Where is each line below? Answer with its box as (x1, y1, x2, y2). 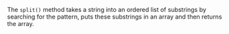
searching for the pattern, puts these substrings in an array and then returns (7, 13, 223, 21)
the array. (7, 20, 34, 27)
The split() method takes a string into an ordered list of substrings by (7, 6, 207, 13)
